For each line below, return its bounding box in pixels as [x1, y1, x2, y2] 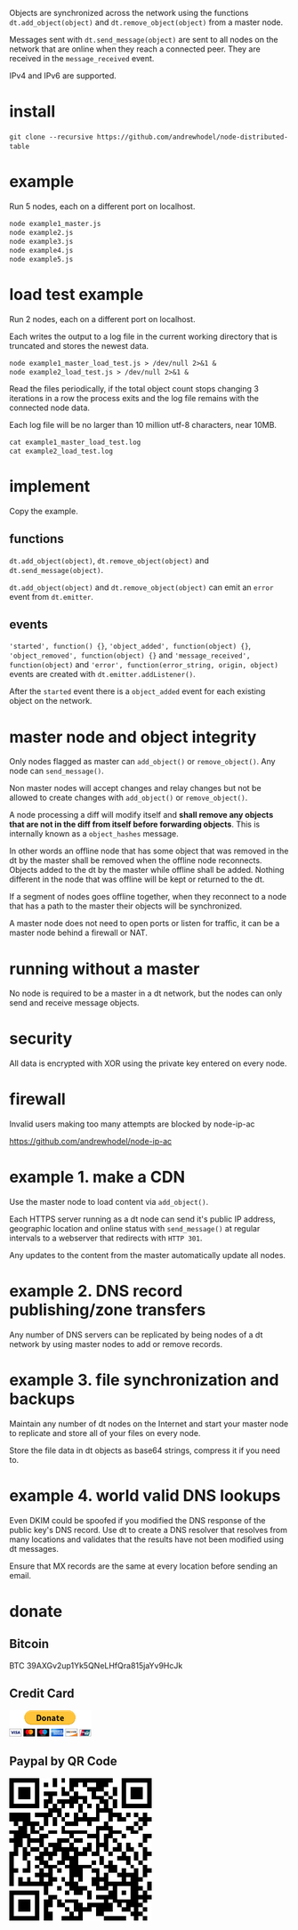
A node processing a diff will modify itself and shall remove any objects [9, 810, 274, 820]
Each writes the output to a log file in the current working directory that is [9, 331, 278, 342]
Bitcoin [9, 1636, 50, 1651]
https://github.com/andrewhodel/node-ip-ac [9, 1136, 172, 1147]
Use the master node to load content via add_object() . [9, 1197, 209, 1207]
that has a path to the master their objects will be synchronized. [9, 900, 243, 911]
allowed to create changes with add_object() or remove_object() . [9, 792, 248, 803]
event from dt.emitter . [9, 591, 93, 602]
